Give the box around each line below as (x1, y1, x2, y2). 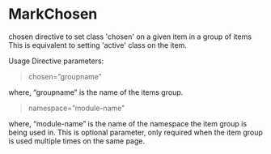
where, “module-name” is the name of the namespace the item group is (8, 118, 248, 128)
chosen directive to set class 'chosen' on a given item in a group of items (8, 32, 252, 41)
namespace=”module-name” (28, 103, 125, 113)
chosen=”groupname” (28, 71, 103, 81)
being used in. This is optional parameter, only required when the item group (8, 127, 263, 137)
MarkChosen (8, 5, 98, 24)
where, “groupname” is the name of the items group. (8, 87, 184, 97)
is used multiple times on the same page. (8, 135, 146, 146)
